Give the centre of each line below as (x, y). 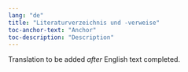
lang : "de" (26, 15)
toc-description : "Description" (61, 37)
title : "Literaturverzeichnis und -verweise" (84, 23)
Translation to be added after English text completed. (94, 59)
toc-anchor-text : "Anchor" (52, 30)
